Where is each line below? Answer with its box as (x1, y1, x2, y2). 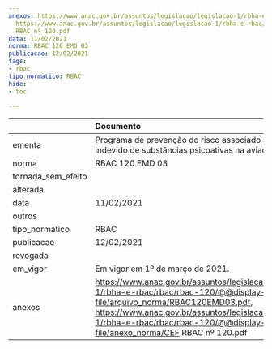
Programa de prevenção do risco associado (95, 135, 261, 146)
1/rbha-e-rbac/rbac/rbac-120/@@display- (95, 287, 266, 298)
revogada (12, 250, 49, 261)
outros (12, 210, 38, 222)
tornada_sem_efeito (12, 171, 87, 183)
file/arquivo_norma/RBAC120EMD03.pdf (95, 297, 251, 308)
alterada (12, 184, 45, 196)
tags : (8, 58, 27, 66)
